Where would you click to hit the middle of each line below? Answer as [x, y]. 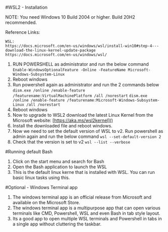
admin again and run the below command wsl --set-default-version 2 [87, 136]
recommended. [21, 22]
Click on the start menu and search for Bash [58, 161]
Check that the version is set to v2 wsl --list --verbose [71, 142]
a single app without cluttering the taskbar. [57, 224]
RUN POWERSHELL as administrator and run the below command [80, 64]
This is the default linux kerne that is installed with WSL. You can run [84, 172]
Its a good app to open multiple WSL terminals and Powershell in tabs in [87, 219]
